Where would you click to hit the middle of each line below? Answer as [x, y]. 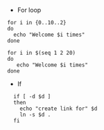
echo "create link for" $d [59, 109]
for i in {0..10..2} [37, 23]
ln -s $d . [35, 115]
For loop [29, 10]
